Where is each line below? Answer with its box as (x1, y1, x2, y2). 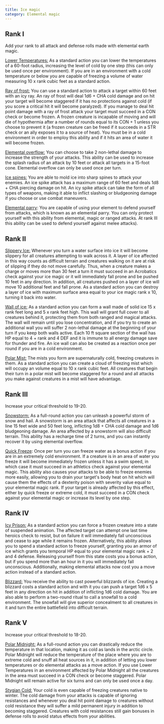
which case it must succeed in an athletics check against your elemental (5, 463, 151, 469)
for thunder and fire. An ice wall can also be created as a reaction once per (5, 340, 157, 346)
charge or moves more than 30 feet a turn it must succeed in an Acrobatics (5, 268, 157, 274)
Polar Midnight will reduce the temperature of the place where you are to (5, 652, 152, 657)
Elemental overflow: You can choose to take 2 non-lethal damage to (5, 149, 142, 155)
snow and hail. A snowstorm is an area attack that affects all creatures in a (5, 417, 155, 424)
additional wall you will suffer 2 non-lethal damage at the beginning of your (5, 325, 157, 331)
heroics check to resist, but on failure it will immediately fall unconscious (5, 532, 152, 538)
